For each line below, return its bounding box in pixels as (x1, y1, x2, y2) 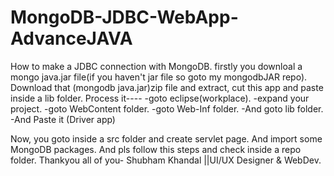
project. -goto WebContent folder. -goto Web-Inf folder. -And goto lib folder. (10, 102, 324, 115)
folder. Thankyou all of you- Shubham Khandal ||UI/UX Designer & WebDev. (10, 154, 322, 166)
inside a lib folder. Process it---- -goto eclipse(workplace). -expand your (10, 92, 310, 104)
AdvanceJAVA (10, 27, 133, 50)
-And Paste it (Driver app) (10, 113, 116, 125)
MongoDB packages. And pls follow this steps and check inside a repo (10, 143, 302, 155)
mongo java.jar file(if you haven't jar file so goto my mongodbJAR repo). (10, 71, 308, 83)
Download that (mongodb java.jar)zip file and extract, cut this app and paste (10, 81, 324, 93)
